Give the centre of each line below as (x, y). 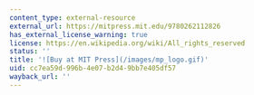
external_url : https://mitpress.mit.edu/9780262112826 (115, 26)
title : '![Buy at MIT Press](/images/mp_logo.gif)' (109, 60)
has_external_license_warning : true (78, 34)
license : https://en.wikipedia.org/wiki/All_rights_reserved (127, 43)
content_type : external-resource (73, 18)
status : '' (30, 52)
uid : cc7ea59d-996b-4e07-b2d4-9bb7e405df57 (93, 69)
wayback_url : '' (40, 77)
